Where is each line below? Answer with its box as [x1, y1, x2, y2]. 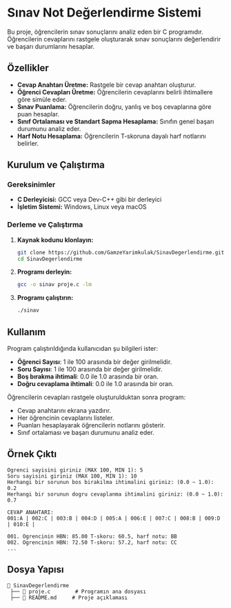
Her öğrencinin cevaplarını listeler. [17, 414, 114, 422]
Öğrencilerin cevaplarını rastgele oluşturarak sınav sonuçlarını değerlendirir [7, 34, 221, 43]
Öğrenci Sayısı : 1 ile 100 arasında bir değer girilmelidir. [17, 358, 172, 366]
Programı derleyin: [17, 267, 72, 276]
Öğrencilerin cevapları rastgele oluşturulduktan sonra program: [7, 393, 186, 401]
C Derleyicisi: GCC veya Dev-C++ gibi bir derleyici [17, 195, 162, 204]
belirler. [17, 139, 39, 148]
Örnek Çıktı [7, 448, 57, 460]
